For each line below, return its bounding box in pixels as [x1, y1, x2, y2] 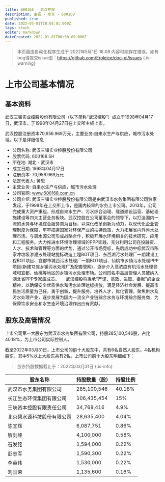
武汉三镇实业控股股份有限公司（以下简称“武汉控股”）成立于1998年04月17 [5, 114, 153, 120]
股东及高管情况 [5, 316, 51, 324]
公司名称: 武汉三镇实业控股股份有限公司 [12, 147, 92, 153]
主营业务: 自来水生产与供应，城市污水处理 [12, 184, 97, 189]
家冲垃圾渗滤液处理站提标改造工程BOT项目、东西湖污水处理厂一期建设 [12, 251, 155, 257]
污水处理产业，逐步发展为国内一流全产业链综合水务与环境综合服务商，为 [12, 294, 159, 300]
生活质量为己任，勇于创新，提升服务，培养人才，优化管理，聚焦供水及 [16, 288, 159, 294]
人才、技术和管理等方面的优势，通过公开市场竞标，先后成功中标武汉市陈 [12, 245, 159, 251]
